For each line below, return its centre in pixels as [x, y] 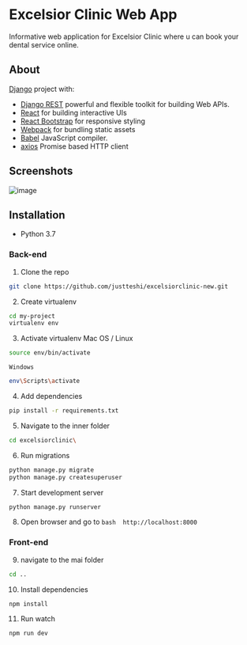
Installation [37, 215]
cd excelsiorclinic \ [43, 440]
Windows [22, 367]
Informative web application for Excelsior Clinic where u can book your [124, 36]
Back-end [28, 255]
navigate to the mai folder [62, 560]
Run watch [38, 619]
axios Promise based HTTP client [74, 146]
